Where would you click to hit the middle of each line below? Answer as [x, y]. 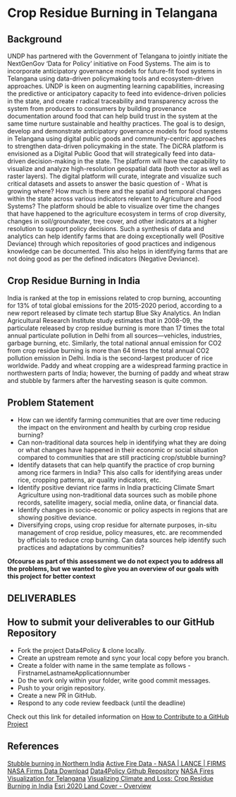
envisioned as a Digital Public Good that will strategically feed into [103, 154]
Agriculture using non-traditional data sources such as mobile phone [117, 495]
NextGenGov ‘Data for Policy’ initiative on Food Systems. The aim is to [109, 64]
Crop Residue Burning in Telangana [113, 13]
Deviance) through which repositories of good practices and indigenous [112, 244]
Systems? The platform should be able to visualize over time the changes [113, 206]
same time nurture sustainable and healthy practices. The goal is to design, [117, 124]
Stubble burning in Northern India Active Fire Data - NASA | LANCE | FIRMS [117, 763]
